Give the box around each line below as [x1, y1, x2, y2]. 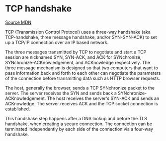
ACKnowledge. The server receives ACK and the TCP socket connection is [5, 100, 158, 106]
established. [5, 106, 30, 112]
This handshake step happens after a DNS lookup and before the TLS [5, 115, 148, 121]
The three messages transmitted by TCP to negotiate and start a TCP [5, 49, 147, 55]
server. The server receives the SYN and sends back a [5, 90, 117, 96]
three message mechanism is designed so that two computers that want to [5, 65, 158, 71]
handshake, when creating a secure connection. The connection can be [5, 121, 153, 127]
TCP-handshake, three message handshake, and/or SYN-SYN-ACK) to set [5, 34, 158, 40]
